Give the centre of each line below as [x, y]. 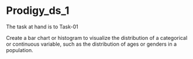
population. [20, 50]
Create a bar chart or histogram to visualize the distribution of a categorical [97, 38]
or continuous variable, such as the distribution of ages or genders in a [92, 44]
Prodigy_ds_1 [38, 11]
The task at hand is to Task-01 [42, 27]
